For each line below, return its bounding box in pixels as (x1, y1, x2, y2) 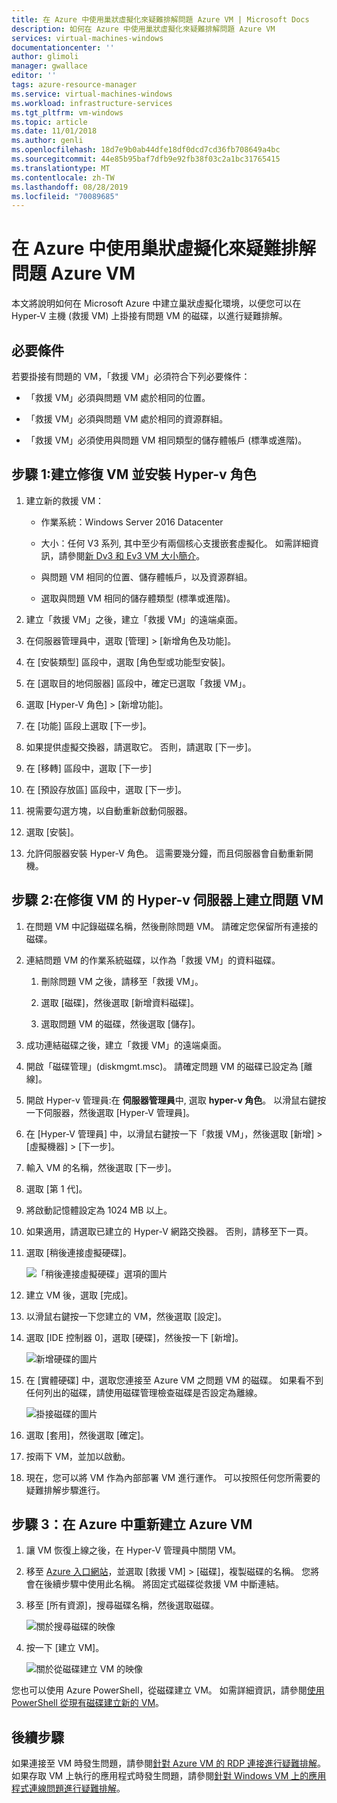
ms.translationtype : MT (11, 163, 111, 173)
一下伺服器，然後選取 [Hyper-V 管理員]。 (25, 1106, 196, 1118)
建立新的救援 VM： (25, 494, 105, 506)
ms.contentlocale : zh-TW (11, 172, 115, 183)
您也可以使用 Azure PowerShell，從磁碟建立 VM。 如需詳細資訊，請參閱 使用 (11, 1684, 325, 1696)
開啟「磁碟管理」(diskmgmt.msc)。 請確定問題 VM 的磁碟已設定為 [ (25, 1060, 304, 1072)
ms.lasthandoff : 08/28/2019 (11, 182, 129, 192)
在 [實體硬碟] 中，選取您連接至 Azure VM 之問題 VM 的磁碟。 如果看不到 (25, 1374, 324, 1386)
